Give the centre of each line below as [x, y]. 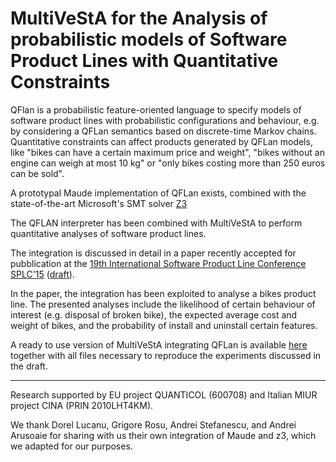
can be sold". [37, 173]
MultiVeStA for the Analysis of [139, 18]
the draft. [29, 366]
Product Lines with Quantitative [144, 61]
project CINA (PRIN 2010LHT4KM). [82, 405]
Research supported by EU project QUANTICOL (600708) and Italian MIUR [164, 394]
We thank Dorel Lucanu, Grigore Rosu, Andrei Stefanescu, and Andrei [153, 424]
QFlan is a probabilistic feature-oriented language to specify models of [156, 109]
